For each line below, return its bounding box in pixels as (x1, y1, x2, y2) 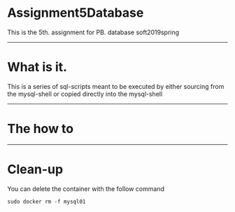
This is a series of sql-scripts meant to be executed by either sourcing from (7, 82, 225, 90)
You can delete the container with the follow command (7, 184, 164, 193)
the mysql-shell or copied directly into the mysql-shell (7, 90, 163, 98)
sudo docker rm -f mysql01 (7, 198, 86, 205)
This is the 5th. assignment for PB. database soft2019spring (7, 28, 180, 36)
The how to (7, 121, 74, 137)
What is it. (7, 59, 68, 75)
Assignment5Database (7, 5, 144, 21)
